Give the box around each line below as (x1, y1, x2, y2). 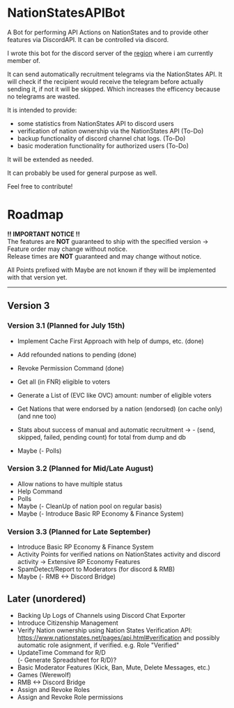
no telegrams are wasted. (7, 92, 80, 101)
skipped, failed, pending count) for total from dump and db (17, 433, 187, 441)
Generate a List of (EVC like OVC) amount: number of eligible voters (17, 391, 212, 399)
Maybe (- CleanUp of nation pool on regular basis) (17, 502, 162, 510)
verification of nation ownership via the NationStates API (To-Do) (17, 127, 204, 135)
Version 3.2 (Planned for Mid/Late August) (7, 463, 154, 473)
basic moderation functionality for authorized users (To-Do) (17, 141, 189, 150)
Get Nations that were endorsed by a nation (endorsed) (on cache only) (17, 404, 223, 413)
